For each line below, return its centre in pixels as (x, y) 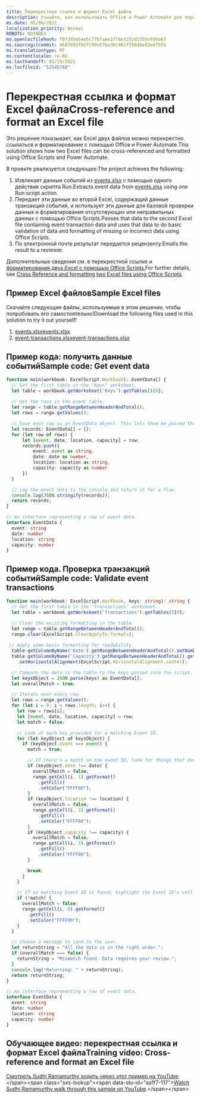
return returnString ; (38, 975)
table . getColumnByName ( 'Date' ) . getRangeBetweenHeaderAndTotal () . (94, 651)
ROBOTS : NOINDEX (26, 34)
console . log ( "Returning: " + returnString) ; (68, 970)
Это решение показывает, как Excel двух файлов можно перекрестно (95, 138)
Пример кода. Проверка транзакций (78, 569)
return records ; (32, 501)
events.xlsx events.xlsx (42, 332)
